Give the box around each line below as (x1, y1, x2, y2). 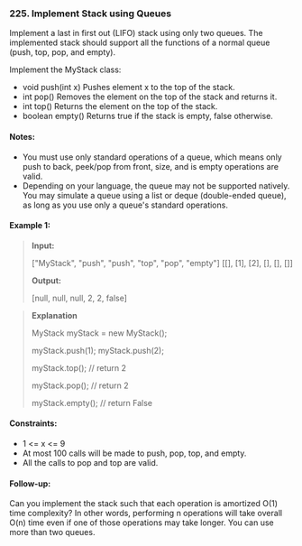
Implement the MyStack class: (9, 64, 122, 75)
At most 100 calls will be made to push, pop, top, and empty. (22, 448, 247, 458)
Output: (31, 274, 61, 286)
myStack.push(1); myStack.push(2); (31, 345, 165, 356)
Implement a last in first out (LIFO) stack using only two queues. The (9, 28, 263, 39)
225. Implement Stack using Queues (9, 7, 172, 20)
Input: (31, 240, 55, 251)
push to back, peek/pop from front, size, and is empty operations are (22, 161, 279, 171)
